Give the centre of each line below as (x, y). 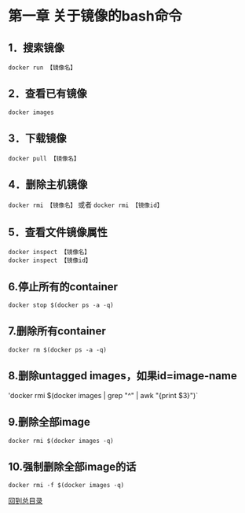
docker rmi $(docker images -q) (61, 441)
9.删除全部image (49, 422)
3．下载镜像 (37, 138)
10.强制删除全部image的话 (72, 466)
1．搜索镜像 (37, 48)
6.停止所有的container (63, 287)
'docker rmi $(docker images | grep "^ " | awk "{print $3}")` (103, 395)
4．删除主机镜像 (48, 185)
